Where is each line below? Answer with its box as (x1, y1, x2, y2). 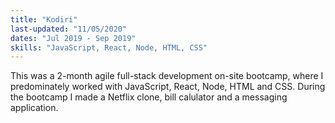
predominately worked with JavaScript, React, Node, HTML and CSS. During (10, 81, 326, 93)
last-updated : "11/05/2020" (10, 24, 128, 34)
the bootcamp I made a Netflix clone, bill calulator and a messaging (10, 91, 288, 103)
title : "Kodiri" (10, 14, 78, 25)
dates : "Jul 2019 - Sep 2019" (10, 33, 137, 43)
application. (10, 102, 59, 114)
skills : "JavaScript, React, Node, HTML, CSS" (10, 42, 208, 53)
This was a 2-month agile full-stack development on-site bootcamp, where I (10, 70, 324, 82)
